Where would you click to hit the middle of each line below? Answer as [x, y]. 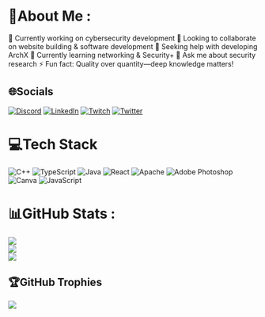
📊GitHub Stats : [62, 214]
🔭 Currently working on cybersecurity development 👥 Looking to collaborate [132, 38]
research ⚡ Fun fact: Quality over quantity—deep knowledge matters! [121, 63]
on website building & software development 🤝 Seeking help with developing [133, 46]
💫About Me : [50, 16]
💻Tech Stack [53, 144]
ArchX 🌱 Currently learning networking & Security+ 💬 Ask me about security [132, 55]
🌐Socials [31, 92]
